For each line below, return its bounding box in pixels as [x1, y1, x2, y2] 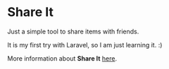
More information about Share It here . [7, 54, 118, 63]
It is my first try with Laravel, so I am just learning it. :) [7, 40, 163, 49]
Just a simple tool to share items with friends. [7, 27, 139, 36]
